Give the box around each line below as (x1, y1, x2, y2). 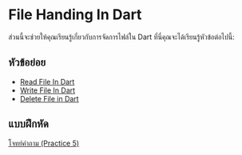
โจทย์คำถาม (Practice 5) (8, 138, 80, 148)
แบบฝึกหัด (8, 117, 50, 131)
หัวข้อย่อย (8, 56, 46, 70)
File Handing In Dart (8, 6, 142, 24)
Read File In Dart (19, 77, 75, 86)
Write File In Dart (19, 85, 76, 95)
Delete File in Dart (19, 93, 79, 103)
